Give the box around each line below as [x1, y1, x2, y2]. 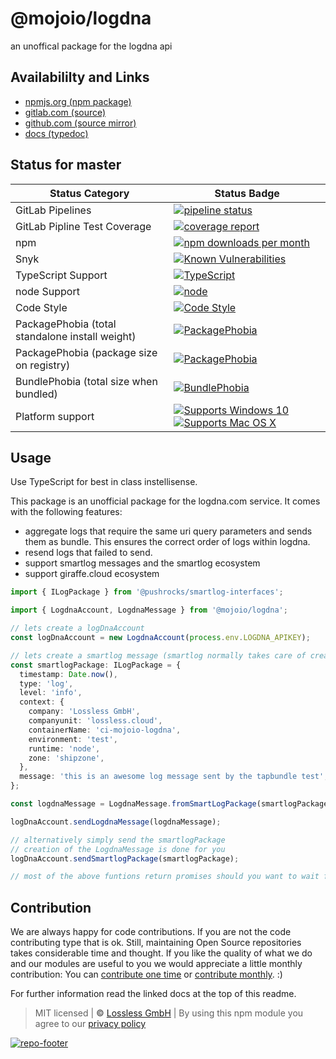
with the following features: [10, 506, 123, 518]
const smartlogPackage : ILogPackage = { [10, 660, 182, 670]
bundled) [15, 387, 58, 401]
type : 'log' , [19, 678, 74, 689]
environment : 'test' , [28, 734, 118, 744]
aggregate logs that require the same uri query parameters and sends [24, 525, 313, 537]
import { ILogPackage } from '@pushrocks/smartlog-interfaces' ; [10, 587, 284, 597]
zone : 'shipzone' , [28, 753, 105, 763]
